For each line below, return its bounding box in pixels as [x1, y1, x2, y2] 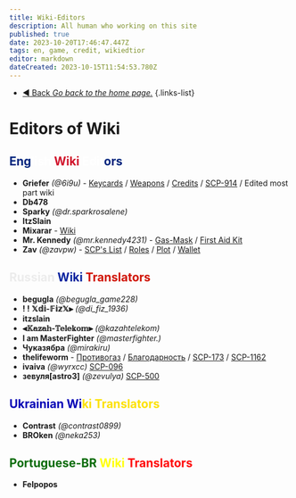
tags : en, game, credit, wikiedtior [9, 46, 145, 55]
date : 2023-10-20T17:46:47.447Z [9, 37, 129, 47]
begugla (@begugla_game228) [21, 294, 138, 304]
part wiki [21, 187, 55, 197]
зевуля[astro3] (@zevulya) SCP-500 [21, 370, 160, 381]
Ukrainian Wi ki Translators [9, 396, 160, 411]
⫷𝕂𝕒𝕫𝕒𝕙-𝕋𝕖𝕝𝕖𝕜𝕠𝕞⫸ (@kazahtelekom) [21, 322, 160, 333]
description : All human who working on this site [9, 21, 198, 30]
